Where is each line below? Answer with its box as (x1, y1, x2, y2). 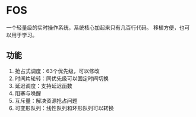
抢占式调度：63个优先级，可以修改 (14, 67, 100, 74)
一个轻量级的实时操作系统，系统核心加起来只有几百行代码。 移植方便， (6, 24, 179, 31)
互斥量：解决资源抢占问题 (14, 97, 78, 104)
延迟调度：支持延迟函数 (14, 82, 72, 89)
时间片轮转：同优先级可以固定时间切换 (14, 75, 109, 82)
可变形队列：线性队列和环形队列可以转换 (14, 105, 114, 112)
